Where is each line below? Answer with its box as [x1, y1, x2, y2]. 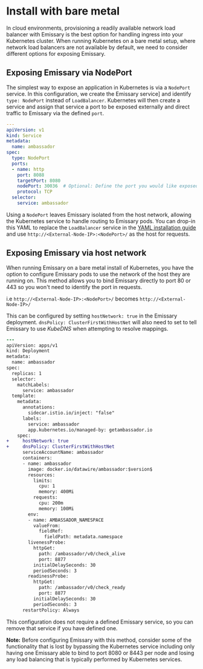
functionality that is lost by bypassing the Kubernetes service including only [6, 642, 195, 650]
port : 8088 [17, 171, 45, 178]
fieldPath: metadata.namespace [44, 534, 123, 540]
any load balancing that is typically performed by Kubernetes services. [6, 656, 182, 663]
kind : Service [6, 132, 42, 139]
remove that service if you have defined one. [6, 624, 118, 631]
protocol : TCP [17, 189, 53, 195]
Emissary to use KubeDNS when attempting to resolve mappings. [6, 325, 169, 332]
